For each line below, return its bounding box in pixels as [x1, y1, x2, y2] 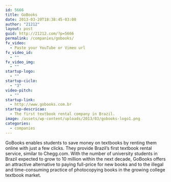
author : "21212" [5, 21, 40, 27]
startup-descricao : [5, 107, 47, 112]
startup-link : [5, 97, 36, 102]
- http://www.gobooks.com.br [10, 102, 72, 107]
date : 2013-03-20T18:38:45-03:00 [5, 17, 77, 22]
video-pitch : [5, 87, 33, 93]
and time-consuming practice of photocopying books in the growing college [5, 166, 165, 173]
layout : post [5, 26, 33, 32]
